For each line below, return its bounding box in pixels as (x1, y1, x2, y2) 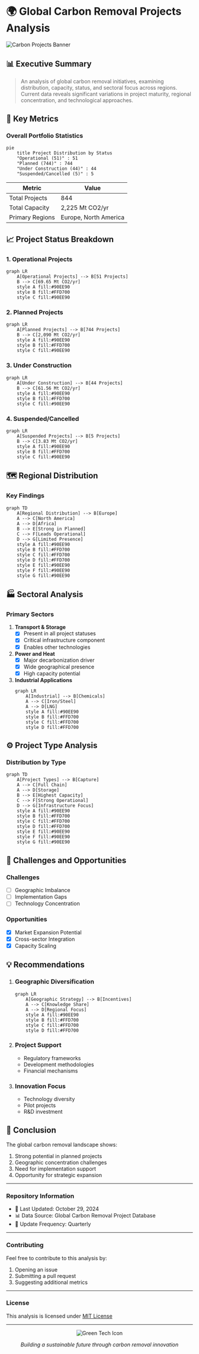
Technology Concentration (14, 900, 80, 907)
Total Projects (9, 194, 47, 202)
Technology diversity (23, 1096, 75, 1103)
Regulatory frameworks (23, 1054, 81, 1061)
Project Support (14, 1041, 62, 1049)
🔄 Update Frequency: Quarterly (14, 1220, 91, 1228)
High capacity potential (23, 670, 81, 677)
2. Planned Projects (6, 308, 63, 316)
